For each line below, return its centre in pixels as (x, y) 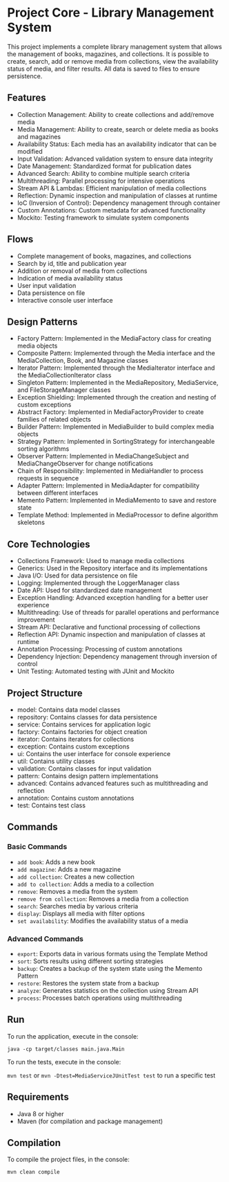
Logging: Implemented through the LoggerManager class (98, 583)
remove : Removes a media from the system (77, 891)
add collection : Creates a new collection (76, 877)
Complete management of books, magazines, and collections (104, 256)
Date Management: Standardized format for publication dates (104, 166)
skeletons (31, 522)
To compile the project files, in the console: (68, 1159)
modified (30, 151)
